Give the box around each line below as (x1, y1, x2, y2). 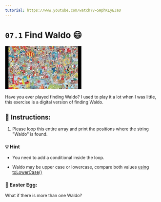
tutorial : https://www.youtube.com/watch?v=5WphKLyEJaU (5, 8, 121, 13)
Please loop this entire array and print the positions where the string (12, 126, 149, 132)
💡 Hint (5, 143, 20, 150)
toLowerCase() (12, 169, 42, 175)
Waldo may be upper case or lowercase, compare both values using (12, 164, 149, 170)
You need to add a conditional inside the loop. (12, 154, 104, 161)
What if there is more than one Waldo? (5, 192, 82, 198)
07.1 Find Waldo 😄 (5, 29, 82, 40)
